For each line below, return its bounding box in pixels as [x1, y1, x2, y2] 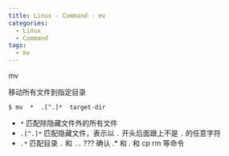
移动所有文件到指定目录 [8, 87, 86, 97]
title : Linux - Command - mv [8, 11, 106, 20]
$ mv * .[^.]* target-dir [8, 103, 106, 111]
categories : [8, 19, 48, 27]
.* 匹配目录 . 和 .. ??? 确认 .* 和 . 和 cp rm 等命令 [19, 138, 185, 148]
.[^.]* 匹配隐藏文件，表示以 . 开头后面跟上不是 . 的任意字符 [19, 129, 221, 138]
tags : [8, 42, 27, 50]
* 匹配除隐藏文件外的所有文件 [19, 118, 118, 128]
